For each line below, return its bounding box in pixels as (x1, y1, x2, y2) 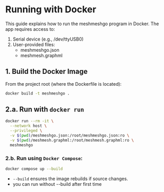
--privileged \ (10, 128, 43, 133)
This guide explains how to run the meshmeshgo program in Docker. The (5, 21, 159, 27)
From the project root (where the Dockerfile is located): (5, 81, 122, 87)
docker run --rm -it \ (5, 119, 54, 124)
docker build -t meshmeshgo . (5, 91, 70, 96)
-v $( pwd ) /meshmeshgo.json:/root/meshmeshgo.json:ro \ (10, 133, 130, 138)
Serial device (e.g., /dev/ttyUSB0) (12, 36, 84, 42)
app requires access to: (5, 26, 55, 32)
